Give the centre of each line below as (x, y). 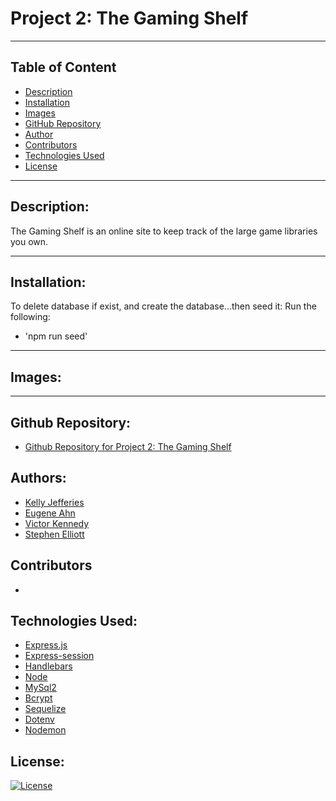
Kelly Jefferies (54, 502)
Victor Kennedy (57, 523)
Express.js (46, 645)
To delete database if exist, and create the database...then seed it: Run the (163, 306)
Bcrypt (38, 698)
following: (30, 317)
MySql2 (40, 688)
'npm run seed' (56, 336)
